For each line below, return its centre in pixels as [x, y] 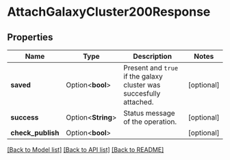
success [25, 117]
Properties [30, 37]
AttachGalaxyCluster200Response [109, 12]
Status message [149, 113]
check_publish [35, 133]
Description [153, 56]
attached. [138, 102]
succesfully [142, 93]
